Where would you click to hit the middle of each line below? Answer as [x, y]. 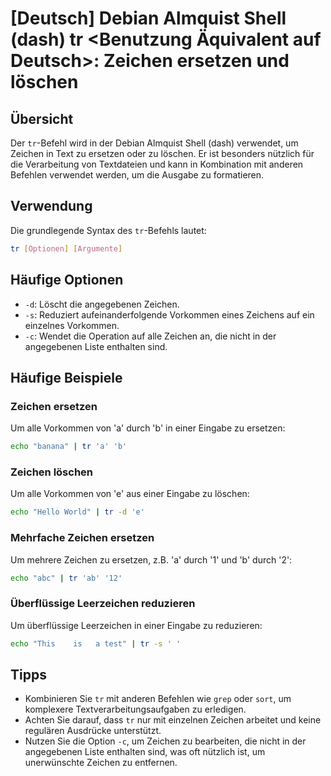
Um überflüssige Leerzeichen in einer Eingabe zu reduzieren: [136, 625]
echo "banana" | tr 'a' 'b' [69, 447]
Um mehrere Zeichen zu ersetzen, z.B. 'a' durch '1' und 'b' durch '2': [151, 559]
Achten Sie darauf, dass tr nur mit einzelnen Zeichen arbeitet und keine [173, 720]
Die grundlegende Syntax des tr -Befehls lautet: [108, 230]
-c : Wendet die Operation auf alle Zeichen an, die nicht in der [150, 336]
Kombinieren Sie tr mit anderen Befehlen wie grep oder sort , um [158, 699]
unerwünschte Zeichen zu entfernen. [101, 763]
